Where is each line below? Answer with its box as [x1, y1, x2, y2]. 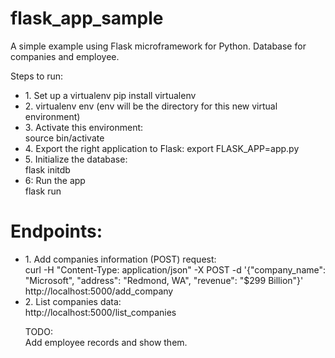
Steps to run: [10, 70, 64, 82]
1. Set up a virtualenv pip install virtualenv [24, 89, 197, 101]
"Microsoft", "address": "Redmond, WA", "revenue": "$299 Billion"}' [24, 274, 304, 286]
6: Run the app [24, 174, 86, 186]
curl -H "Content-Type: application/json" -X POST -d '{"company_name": [24, 263, 327, 276]
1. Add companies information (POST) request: [24, 253, 217, 265]
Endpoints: [10, 220, 103, 243]
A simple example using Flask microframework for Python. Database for [10, 40, 307, 52]
